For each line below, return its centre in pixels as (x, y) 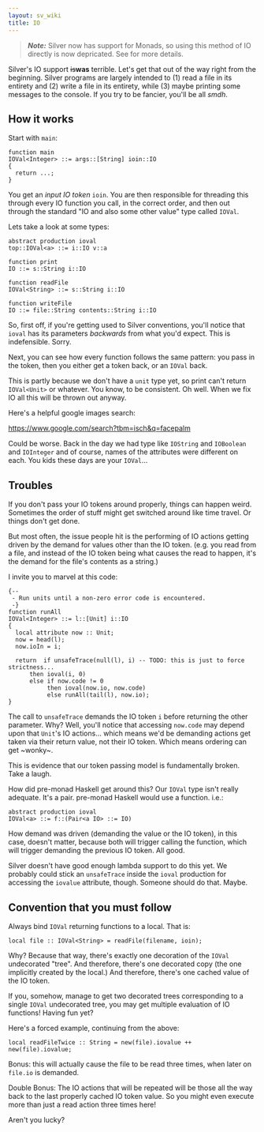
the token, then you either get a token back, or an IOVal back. (108, 366)
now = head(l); (40, 640)
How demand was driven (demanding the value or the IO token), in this (123, 833)
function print (33, 262)
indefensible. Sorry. (40, 342)
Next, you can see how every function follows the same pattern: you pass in (132, 357)
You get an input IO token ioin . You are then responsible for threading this (128, 195)
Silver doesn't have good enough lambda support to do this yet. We (118, 866)
